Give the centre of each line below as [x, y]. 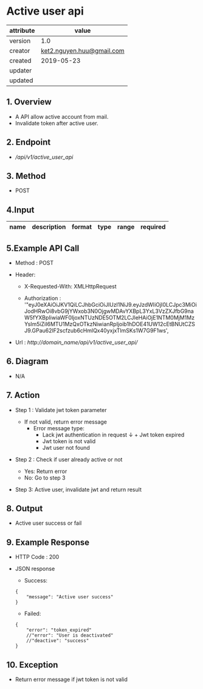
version [20, 41]
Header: [25, 275]
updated [21, 80]
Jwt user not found [66, 447]
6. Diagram [27, 361]
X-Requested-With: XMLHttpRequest [70, 286]
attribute [22, 30]
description [49, 227]
